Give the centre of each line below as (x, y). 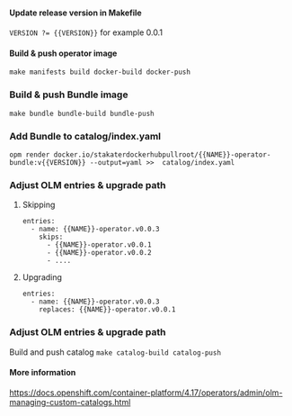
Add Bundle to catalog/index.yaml (85, 136)
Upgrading (42, 277)
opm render (30, 155)
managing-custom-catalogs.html (70, 402)
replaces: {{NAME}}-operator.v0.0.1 (107, 310)
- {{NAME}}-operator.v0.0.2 (99, 253)
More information (43, 373)
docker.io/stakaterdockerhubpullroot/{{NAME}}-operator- (162, 155)
